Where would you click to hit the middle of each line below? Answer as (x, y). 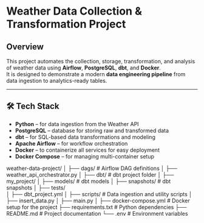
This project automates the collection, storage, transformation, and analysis (101, 61)
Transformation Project (66, 24)
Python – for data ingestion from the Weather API (77, 124)
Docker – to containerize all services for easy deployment (87, 150)
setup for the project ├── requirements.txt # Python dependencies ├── (97, 207)
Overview (25, 47)
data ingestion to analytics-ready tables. (57, 81)
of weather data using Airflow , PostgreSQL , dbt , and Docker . (83, 68)
